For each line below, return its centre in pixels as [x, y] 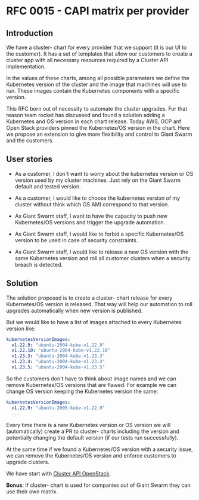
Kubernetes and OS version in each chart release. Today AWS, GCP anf [94, 121]
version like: [21, 328]
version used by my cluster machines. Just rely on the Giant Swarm [97, 180]
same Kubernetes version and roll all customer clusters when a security [102, 258]
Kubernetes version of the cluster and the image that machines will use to [97, 84]
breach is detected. [39, 264]
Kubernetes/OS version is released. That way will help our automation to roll [99, 304]
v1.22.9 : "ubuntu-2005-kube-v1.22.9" [58, 408]
